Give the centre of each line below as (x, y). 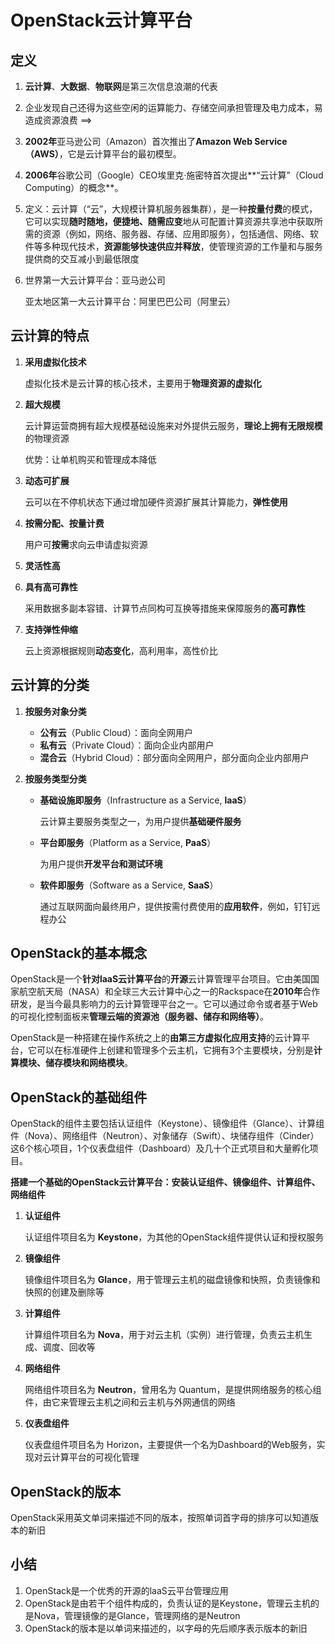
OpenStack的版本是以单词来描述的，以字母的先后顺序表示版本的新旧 (166, 1628)
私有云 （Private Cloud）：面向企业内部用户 (127, 745)
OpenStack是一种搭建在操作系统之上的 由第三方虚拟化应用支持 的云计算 (156, 1038)
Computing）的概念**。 (74, 187)
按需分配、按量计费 (64, 523)
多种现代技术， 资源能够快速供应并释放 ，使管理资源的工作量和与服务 (182, 246)
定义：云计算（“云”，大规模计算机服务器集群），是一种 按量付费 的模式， (171, 209)
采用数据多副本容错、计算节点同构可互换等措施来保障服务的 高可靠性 (165, 608)
